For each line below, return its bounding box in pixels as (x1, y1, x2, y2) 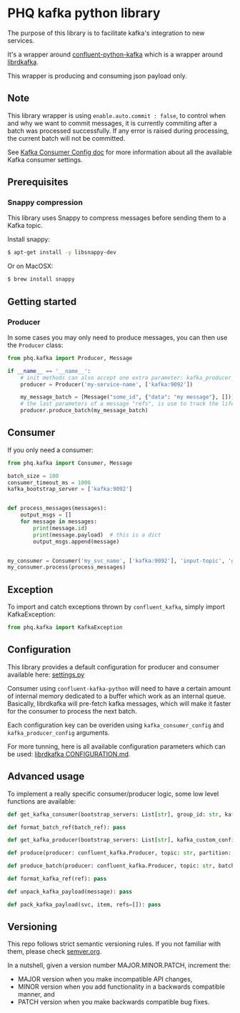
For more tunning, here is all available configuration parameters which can (7, 742, 226, 751)
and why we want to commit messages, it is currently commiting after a (7, 119, 218, 127)
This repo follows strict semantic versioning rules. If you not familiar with (7, 939, 221, 948)
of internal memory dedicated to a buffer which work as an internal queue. (7, 692, 226, 700)
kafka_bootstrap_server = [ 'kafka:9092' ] (7, 486, 133, 493)
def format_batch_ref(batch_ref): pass (7, 824, 126, 831)
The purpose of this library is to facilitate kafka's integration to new (7, 29, 205, 37)
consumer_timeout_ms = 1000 (7, 479, 91, 486)
